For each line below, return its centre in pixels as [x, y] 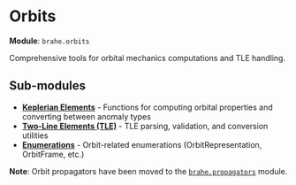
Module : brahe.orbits [49, 41]
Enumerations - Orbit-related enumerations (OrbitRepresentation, [142, 144]
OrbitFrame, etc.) [53, 154]
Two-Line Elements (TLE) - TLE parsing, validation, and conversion [145, 126]
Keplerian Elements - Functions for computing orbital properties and [148, 107]
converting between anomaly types [87, 116]
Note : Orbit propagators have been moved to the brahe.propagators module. [148, 171]
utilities [35, 135]
